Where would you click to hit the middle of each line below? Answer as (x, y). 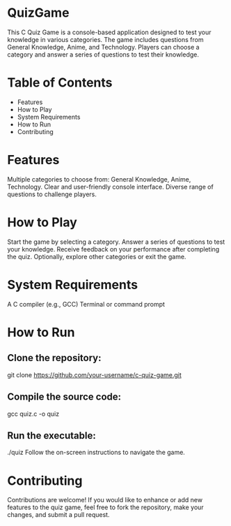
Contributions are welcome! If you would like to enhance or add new (105, 500)
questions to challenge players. (52, 194)
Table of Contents (60, 83)
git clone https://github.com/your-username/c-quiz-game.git (95, 374)
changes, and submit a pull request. (58, 515)
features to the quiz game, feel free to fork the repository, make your (105, 507)
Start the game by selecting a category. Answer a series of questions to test (116, 242)
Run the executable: (51, 436)
